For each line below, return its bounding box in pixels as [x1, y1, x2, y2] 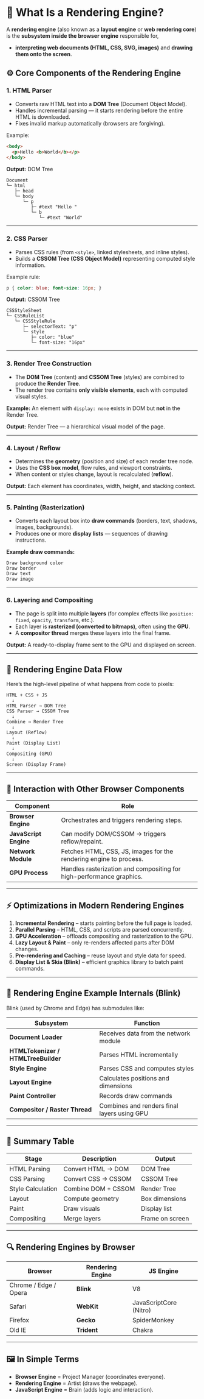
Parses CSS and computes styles [99, 1064, 194, 1072]
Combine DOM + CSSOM [63, 1185, 135, 1193]
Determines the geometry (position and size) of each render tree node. [15, 458, 194, 465]
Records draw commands [99, 1091, 173, 1100]
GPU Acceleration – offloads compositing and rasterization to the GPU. [15, 932, 193, 940]
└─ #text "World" [38, 214, 83, 221]
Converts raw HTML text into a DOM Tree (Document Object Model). [15, 100, 187, 107]
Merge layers [63, 1214, 101, 1222]
